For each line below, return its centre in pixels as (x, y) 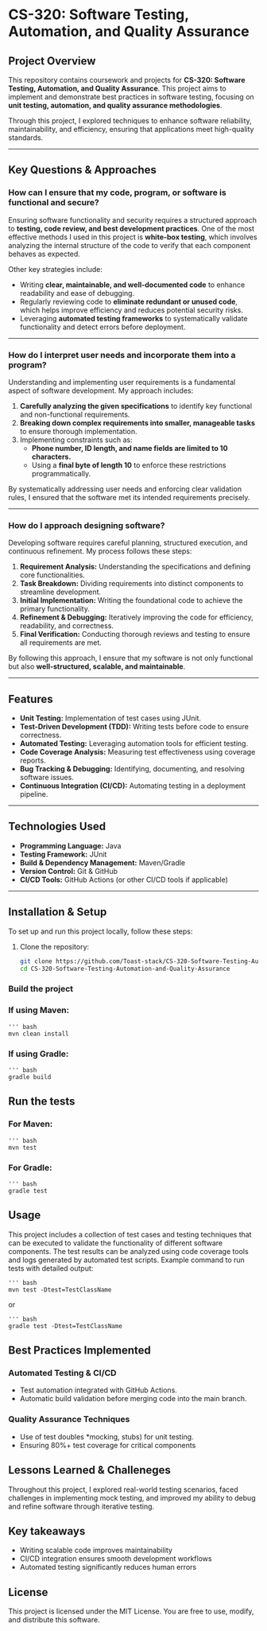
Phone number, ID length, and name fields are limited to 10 (130, 448)
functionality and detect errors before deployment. (103, 327)
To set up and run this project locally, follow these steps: (101, 931)
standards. (26, 138)
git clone (36, 961)
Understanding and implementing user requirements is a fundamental (122, 382)
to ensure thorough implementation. (78, 431)
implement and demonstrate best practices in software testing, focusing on (131, 97)
